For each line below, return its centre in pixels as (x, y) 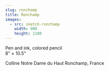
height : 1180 (28, 33)
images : (13, 19)
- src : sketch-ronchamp (35, 24)
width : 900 (26, 29)
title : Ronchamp (22, 15)
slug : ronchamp (21, 10)
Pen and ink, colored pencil (34, 48)
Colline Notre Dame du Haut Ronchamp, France (55, 63)
